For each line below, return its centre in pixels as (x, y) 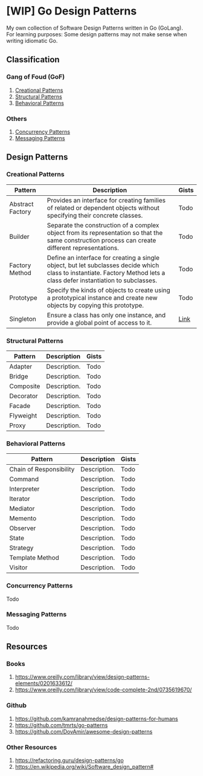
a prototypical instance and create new (102, 297)
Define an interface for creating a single (103, 257)
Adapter (21, 366)
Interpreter (24, 489)
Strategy (21, 548)
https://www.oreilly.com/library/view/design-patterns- (82, 677)
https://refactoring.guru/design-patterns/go (69, 760)
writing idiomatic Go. (32, 40)
